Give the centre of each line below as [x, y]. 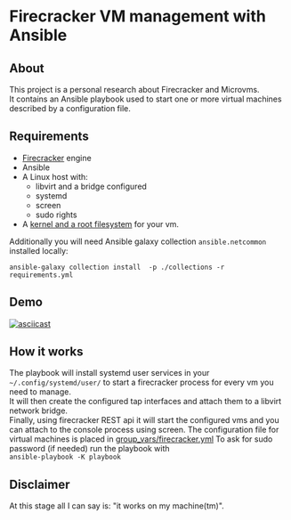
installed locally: [39, 250]
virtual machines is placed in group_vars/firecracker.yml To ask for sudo [141, 439]
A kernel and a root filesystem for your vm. [101, 223]
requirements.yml [41, 275]
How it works [46, 352]
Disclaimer [40, 484]
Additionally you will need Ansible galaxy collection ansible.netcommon [138, 241]
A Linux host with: [55, 176]
